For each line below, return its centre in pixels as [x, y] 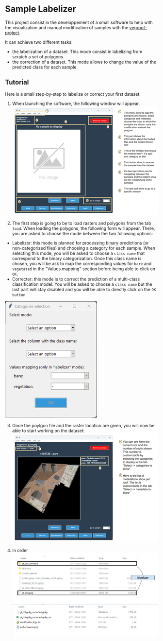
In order [20, 551]
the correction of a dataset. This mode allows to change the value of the [84, 62]
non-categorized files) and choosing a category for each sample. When [84, 248]
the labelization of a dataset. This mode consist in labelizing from [77, 52]
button [19, 295]
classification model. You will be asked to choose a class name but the [82, 284]
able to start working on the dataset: [48, 431]
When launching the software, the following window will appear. [76, 104]
